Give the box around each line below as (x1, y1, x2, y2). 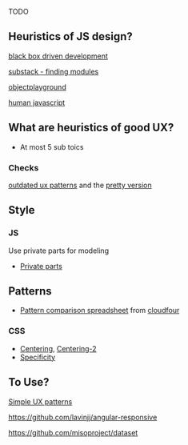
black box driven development (8, 51, 108, 61)
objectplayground (8, 82, 66, 91)
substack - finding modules (8, 66, 99, 76)
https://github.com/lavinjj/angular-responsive (8, 412, 158, 422)
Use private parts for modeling (8, 246, 110, 255)
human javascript (8, 98, 66, 107)
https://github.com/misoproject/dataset (8, 427, 138, 437)
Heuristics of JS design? (8, 30, 134, 43)
